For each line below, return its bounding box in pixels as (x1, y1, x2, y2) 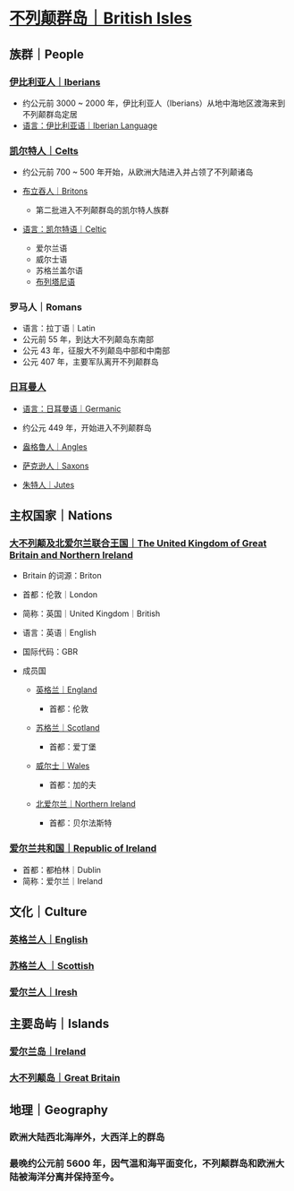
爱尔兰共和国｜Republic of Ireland (9, 843, 157, 855)
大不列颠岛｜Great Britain (9, 1072, 121, 1084)
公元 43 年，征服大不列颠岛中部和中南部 (21, 346, 171, 356)
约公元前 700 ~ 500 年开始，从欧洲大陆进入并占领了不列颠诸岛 (21, 167, 254, 177)
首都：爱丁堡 (48, 741, 97, 752)
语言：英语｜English (21, 628, 97, 638)
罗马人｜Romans (9, 301, 82, 313)
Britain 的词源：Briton (21, 570, 102, 581)
